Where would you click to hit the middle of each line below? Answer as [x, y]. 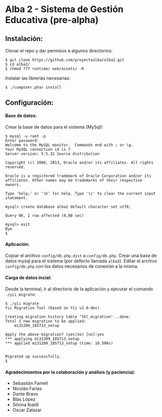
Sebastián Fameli [30, 383]
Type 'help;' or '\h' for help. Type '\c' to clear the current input [80, 193]
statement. [17, 198]
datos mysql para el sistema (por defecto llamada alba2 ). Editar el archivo [81, 261]
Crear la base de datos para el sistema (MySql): [54, 127]
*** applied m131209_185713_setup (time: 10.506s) [59, 343]
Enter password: [22, 140]
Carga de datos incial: [28, 278]
